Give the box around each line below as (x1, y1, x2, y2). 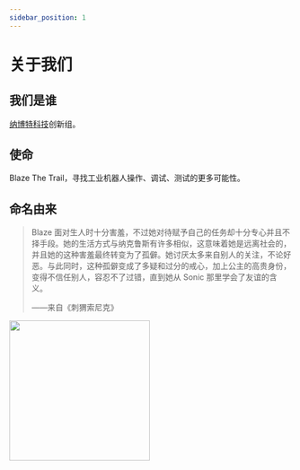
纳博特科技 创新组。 (9, 118, 81, 129)
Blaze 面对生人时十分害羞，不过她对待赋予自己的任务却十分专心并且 (31, 227, 283, 238)
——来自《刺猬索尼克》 (31, 302, 119, 313)
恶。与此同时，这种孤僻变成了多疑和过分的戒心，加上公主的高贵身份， (31, 261, 292, 272)
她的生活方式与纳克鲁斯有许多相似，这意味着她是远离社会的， (62, 239, 292, 249)
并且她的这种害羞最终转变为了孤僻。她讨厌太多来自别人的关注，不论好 (31, 249, 292, 260)
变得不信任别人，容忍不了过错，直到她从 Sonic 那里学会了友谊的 (31, 272, 269, 283)
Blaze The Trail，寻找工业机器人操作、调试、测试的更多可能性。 (9, 172, 245, 184)
